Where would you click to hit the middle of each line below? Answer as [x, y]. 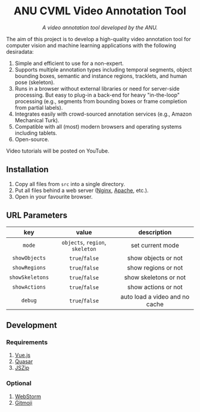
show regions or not [155, 268]
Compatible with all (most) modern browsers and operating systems [98, 126]
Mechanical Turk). [37, 120]
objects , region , [84, 242]
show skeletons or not [155, 277]
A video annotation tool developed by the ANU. [100, 27]
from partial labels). [39, 107]
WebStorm [28, 396]
